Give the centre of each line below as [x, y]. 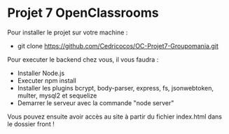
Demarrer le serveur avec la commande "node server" [96, 102]
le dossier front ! [31, 123]
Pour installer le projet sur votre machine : [68, 32]
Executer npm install [47, 80]
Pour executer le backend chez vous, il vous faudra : [83, 59]
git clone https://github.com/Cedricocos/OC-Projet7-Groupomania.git [118, 46]
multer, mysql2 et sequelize [57, 95]
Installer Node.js [41, 73]
